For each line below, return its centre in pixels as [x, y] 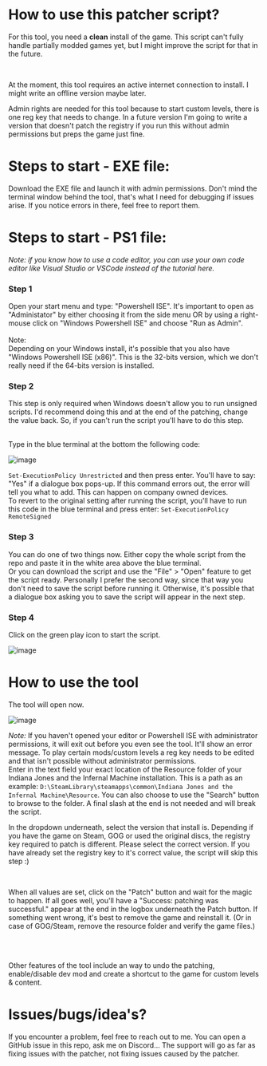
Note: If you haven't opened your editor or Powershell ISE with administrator [133, 735]
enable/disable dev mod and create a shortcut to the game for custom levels [133, 973]
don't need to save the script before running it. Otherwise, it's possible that [132, 588]
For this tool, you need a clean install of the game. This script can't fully [126, 37]
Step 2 [21, 386]
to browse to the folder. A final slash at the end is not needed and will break [132, 803]
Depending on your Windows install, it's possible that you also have [119, 349]
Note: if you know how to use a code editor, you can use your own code [126, 259]
